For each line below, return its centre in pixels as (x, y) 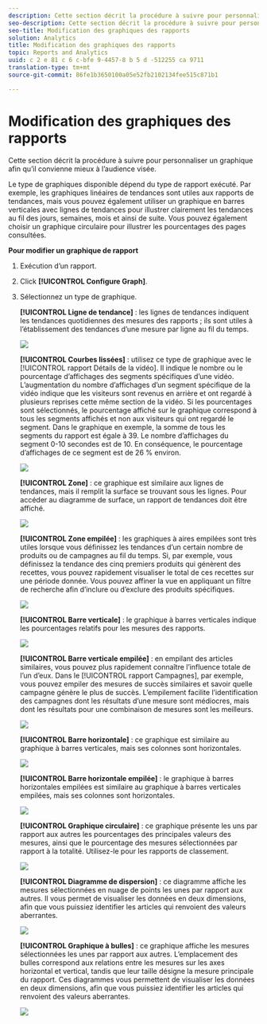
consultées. (27, 235)
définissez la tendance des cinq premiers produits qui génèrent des (130, 564)
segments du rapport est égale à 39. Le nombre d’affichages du (124, 436)
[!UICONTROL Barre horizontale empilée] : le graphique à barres (127, 778)
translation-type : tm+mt (49, 68)
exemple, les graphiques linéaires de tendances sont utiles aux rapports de (131, 193)
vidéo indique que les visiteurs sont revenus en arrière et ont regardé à (136, 393)
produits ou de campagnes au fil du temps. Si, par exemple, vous (126, 555)
